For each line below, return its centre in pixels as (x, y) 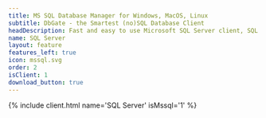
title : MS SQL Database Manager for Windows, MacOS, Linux (108, 16)
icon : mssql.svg (35, 61)
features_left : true (43, 53)
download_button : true (46, 82)
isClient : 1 (28, 75)
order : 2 (23, 68)
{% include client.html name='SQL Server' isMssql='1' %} (103, 105)
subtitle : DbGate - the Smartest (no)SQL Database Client (106, 23)
